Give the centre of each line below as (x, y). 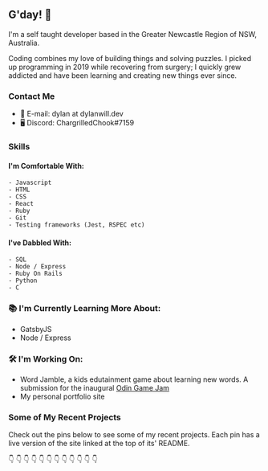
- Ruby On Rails (35, 274)
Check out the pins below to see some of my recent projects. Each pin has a (134, 435)
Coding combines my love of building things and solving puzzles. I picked (130, 58)
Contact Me (32, 96)
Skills (19, 147)
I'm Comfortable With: (46, 166)
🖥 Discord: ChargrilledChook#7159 (77, 123)
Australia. (24, 43)
